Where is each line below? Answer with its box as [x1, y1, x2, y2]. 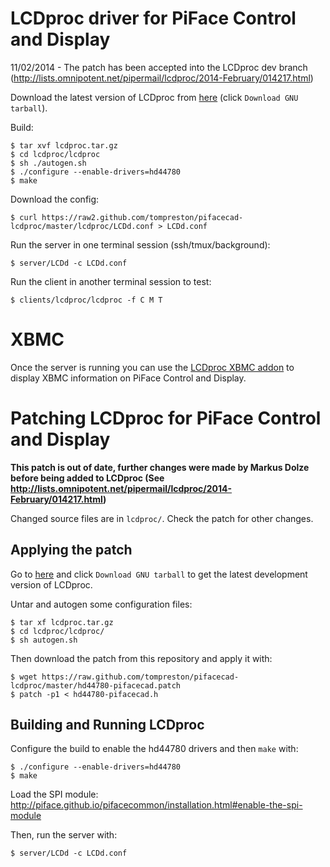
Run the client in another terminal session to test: [10, 275, 212, 287]
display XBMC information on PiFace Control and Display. [10, 372, 247, 384]
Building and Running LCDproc [10, 717, 205, 734]
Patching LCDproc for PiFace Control [10, 407, 322, 430]
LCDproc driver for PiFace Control [10, 7, 297, 30]
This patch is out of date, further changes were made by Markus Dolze [10, 461, 310, 473]
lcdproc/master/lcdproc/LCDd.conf [10, 221, 155, 231]
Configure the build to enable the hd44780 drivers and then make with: [10, 743, 299, 755]
